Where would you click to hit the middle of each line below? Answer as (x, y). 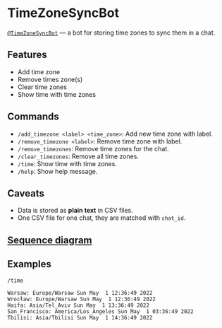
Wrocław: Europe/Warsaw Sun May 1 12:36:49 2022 (82, 299)
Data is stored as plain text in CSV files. (75, 211)
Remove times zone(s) (50, 79)
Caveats (26, 193)
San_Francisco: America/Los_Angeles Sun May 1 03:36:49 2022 (100, 311)
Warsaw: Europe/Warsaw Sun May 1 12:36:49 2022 (80, 293)
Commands (33, 117)
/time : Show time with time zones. (67, 163)
